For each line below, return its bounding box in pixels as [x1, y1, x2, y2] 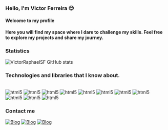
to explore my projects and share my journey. [5, 34, 104, 41]
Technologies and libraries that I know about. [5, 72, 120, 79]
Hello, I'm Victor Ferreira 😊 [5, 5, 74, 12]
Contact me [5, 107, 35, 115]
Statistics [5, 47, 30, 54]
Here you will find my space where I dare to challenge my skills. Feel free [5, 29, 163, 35]
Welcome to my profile [5, 17, 55, 24]
